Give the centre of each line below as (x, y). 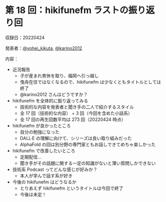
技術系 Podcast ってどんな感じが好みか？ (55, 169)
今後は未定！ (33, 194)
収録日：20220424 (25, 37)
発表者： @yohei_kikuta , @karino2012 (44, 48)
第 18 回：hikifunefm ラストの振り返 (80, 10)
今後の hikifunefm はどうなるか (44, 182)
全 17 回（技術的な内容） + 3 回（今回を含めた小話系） (76, 113)
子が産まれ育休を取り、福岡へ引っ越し (59, 75)
